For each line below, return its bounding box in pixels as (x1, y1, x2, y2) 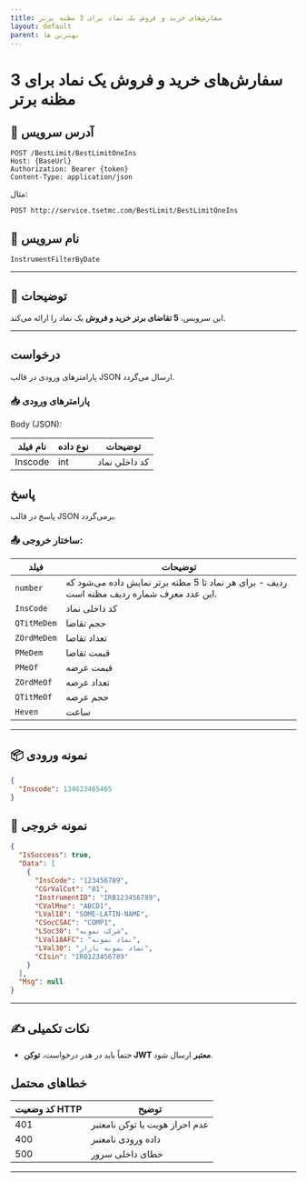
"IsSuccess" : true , (18, 851, 93, 860)
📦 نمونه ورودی (10, 747, 88, 763)
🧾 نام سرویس (10, 231, 80, 246)
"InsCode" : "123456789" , (34, 876, 129, 885)
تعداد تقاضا (65, 632, 107, 645)
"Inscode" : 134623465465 (18, 784, 113, 794)
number (15, 583, 44, 594)
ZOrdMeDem (15, 633, 57, 644)
